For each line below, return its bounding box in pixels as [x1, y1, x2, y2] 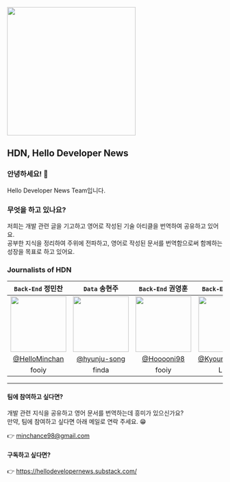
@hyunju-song [76, 354, 125, 364]
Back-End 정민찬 [14, 284, 63, 294]
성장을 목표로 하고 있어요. [7, 247, 75, 255]
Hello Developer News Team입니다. [7, 186, 106, 194]
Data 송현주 [83, 284, 118, 294]
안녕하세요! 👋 [7, 169, 49, 179]
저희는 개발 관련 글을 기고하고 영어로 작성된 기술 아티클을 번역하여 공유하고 [7, 222, 207, 230]
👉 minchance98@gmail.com [7, 431, 90, 440]
